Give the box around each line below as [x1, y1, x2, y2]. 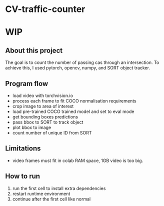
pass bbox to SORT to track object [12, 119, 83, 125]
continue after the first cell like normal [12, 196, 91, 202]
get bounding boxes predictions [12, 114, 78, 119]
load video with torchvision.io [12, 92, 73, 98]
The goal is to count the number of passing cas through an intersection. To [5, 59, 159, 65]
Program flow [5, 79, 48, 88]
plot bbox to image [12, 124, 51, 130]
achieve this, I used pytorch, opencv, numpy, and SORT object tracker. [5, 65, 150, 71]
